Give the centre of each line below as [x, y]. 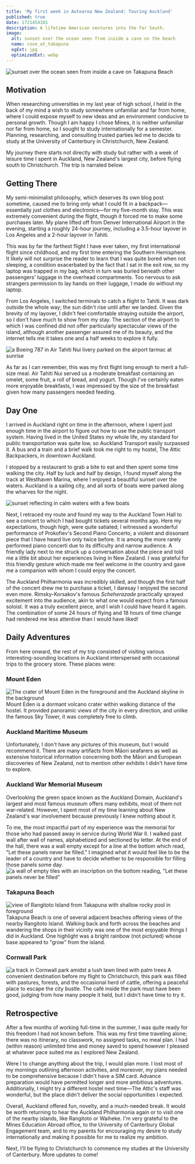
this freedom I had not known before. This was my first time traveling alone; [97, 1034]
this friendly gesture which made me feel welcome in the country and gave [96, 564]
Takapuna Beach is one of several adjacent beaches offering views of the [94, 917]
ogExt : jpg [24, 50]
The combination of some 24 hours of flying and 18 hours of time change [94, 613]
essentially [19, 210]
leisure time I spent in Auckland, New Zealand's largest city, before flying [94, 159]
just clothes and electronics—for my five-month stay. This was [108, 210]
